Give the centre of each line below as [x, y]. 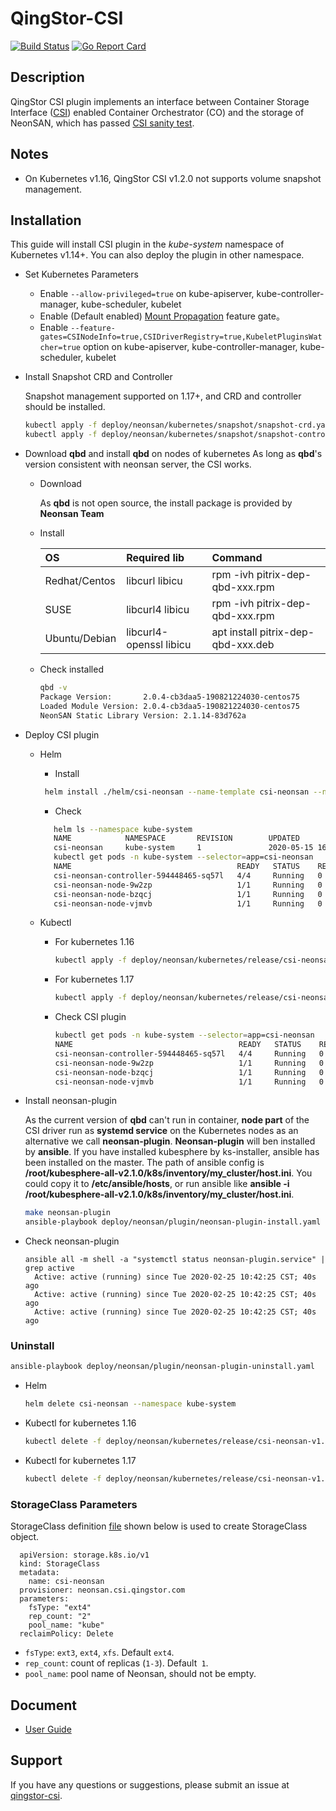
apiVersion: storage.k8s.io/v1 [84, 1555]
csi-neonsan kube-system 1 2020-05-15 [183, 848]
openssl [145, 645]
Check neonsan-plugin [72, 1241]
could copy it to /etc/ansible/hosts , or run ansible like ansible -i [157, 1184]
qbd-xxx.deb [243, 645]
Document [43, 1705]
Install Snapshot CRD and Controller [98, 377]
